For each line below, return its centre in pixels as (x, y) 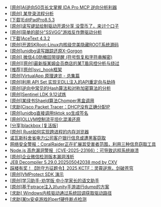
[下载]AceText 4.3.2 (30, 38)
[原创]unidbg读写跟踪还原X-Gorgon (46, 51)
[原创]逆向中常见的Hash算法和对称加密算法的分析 (60, 88)
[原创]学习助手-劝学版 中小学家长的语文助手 (54, 180)
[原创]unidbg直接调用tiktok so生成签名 (49, 113)
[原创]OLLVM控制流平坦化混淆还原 (45, 119)
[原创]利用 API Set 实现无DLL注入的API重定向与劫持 (63, 82)
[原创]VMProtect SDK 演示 (37, 174)
